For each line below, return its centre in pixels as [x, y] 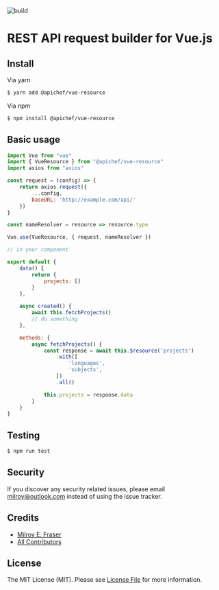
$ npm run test [29, 451]
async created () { [46, 306]
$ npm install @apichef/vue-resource [61, 118]
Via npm [19, 106]
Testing [24, 435]
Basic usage [34, 140]
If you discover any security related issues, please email [86, 489]
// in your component [38, 250]
